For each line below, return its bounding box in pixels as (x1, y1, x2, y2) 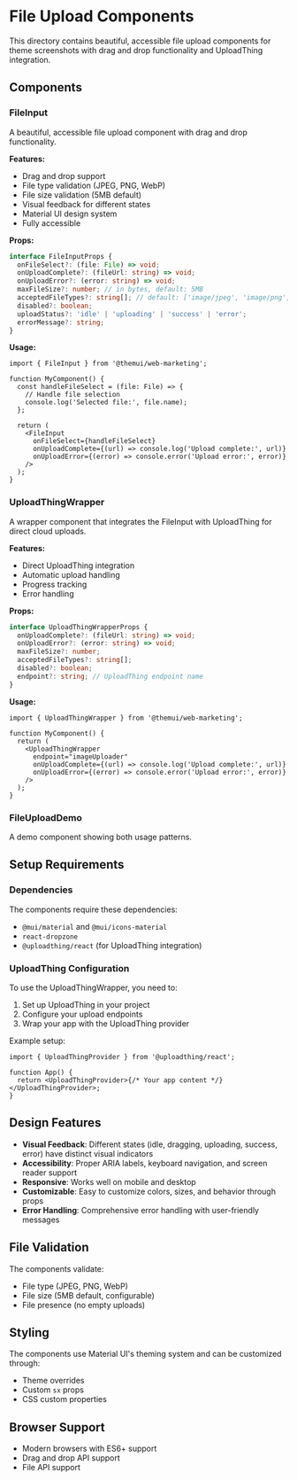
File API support (21, 1462, 81, 1473)
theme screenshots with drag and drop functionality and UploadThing (9, 44, 263, 55)
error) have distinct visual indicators (21, 1148, 154, 1158)
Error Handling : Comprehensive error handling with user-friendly (21, 1204, 259, 1215)
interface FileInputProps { (9, 252, 113, 261)
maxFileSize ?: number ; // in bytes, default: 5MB (17, 285, 203, 294)
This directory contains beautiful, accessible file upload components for (9, 35, 271, 46)
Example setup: (9, 1035, 66, 1046)
